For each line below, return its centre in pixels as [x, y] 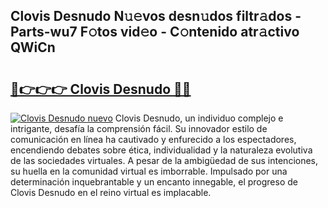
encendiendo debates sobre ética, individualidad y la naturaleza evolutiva [161, 150]
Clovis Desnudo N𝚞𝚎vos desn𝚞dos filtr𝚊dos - [156, 16]
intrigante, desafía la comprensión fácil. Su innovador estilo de [139, 128]
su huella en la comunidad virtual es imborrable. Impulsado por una [149, 171]
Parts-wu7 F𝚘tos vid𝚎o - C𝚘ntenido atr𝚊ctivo [155, 32]
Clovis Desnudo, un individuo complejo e [199, 118]
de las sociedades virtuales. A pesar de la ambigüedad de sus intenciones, [164, 160]
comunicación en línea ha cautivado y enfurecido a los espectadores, [153, 139]
